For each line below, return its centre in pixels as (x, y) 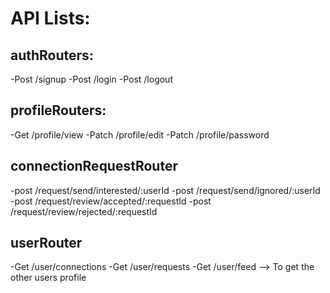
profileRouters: (58, 110)
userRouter (46, 243)
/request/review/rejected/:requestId (84, 211)
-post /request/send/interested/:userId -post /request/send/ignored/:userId (165, 190)
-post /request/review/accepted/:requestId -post (111, 201)
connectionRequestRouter (94, 166)
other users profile (48, 278)
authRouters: (52, 55)
